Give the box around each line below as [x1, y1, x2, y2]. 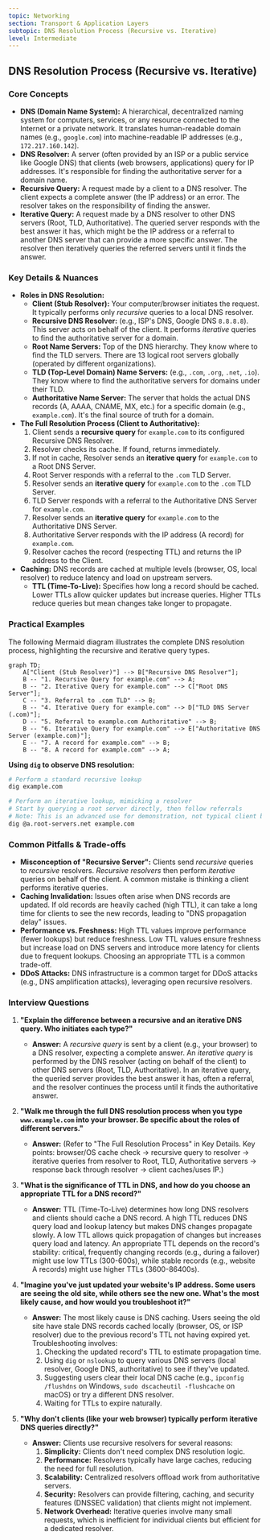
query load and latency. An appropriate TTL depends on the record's [31, 1239, 260, 1248]
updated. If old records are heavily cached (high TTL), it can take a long [19, 900, 258, 910]
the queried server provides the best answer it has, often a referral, [31, 1074, 255, 1083]
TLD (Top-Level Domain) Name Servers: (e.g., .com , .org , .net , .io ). [31, 367, 260, 377]
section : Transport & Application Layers [8, 19, 149, 27]
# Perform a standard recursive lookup [8, 775, 142, 784]
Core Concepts [8, 88, 69, 99]
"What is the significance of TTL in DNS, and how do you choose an [19, 1181, 251, 1190]
